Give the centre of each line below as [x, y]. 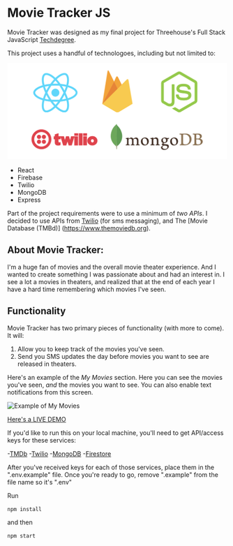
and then [20, 522]
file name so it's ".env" [39, 482]
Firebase [30, 177]
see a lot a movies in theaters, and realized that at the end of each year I [111, 281]
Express [29, 200]
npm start [22, 536]
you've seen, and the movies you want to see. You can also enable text [109, 385]
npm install [24, 509]
